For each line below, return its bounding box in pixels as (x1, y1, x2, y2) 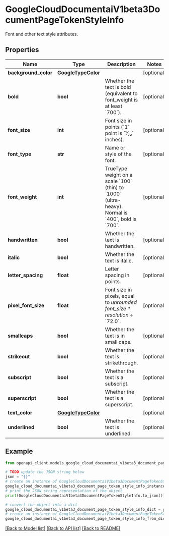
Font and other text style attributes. (5, 31, 78, 37)
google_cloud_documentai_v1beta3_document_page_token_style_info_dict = (5, 507, 161, 512)
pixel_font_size (8, 302, 45, 309)
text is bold (105, 83, 131, 90)
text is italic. (105, 257, 133, 264)
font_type (8, 150, 32, 157)
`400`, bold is (105, 216, 137, 223)
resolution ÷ (105, 311, 133, 318)
